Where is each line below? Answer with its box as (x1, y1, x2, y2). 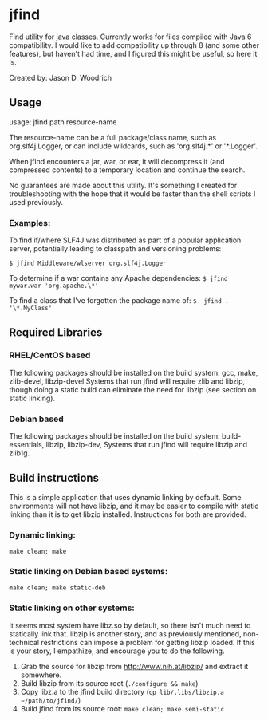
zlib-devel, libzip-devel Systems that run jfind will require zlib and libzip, (9, 376, 246, 386)
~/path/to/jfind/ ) (20, 695, 81, 705)
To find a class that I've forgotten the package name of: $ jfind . (9, 296, 230, 305)
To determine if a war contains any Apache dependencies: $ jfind (9, 274, 228, 283)
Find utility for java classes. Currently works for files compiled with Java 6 (9, 32, 252, 41)
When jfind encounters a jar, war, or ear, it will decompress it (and (9, 156, 226, 166)
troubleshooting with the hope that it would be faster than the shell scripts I (9, 189, 256, 199)
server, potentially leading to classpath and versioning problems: (9, 244, 222, 254)
